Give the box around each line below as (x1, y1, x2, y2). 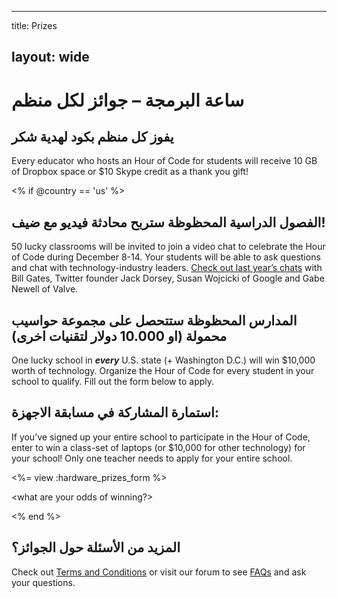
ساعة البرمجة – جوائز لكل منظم (11, 89, 245, 111)
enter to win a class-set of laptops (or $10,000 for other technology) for (11, 441, 306, 453)
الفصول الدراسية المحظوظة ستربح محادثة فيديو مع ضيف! (11, 214, 326, 231)
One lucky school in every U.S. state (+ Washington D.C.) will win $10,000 (11, 354, 316, 366)
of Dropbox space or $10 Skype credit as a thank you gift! (11, 166, 249, 178)
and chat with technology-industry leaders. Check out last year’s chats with (11, 262, 323, 274)
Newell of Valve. (11, 283, 79, 295)
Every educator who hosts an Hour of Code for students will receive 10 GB (11, 155, 318, 167)
